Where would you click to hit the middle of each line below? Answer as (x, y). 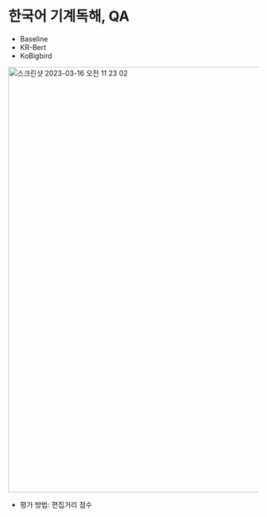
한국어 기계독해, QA (69, 16)
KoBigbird (36, 56)
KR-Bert (33, 47)
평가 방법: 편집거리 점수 (56, 504)
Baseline (34, 39)
